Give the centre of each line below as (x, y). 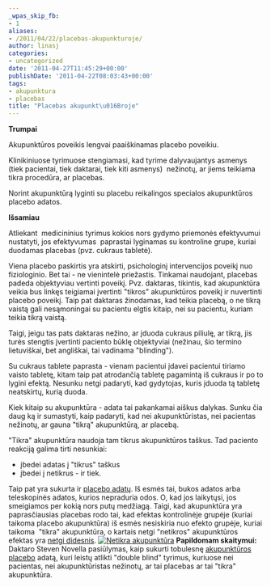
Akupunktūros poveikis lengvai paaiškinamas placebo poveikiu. (114, 145)
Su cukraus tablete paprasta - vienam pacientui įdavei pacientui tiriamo (127, 366)
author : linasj (34, 46)
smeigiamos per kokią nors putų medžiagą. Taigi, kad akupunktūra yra (125, 506)
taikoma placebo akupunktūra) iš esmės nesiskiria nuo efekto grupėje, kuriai (135, 523)
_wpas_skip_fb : (34, 16)
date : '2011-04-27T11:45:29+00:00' (68, 69)
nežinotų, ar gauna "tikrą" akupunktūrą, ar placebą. (94, 424)
